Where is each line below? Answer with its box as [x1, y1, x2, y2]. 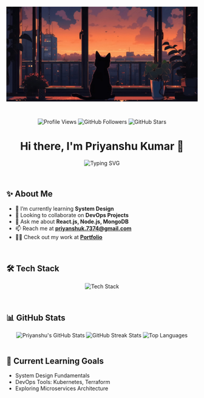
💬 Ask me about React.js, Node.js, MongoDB [15, 218, 129, 225]
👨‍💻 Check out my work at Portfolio [15, 233, 103, 240]
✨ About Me [6, 189, 53, 199]
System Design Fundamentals [15, 372, 90, 379]
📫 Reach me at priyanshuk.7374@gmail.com [15, 224, 132, 232]
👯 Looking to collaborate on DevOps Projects [15, 211, 129, 218]
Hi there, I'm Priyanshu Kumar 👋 [20, 140, 184, 153]
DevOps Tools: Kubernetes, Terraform [15, 379, 110, 386]
